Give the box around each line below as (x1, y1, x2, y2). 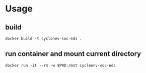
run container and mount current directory (5, 49, 141, 58)
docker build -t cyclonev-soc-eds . (5, 36, 82, 41)
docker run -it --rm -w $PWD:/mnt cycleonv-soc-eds (5, 63, 116, 68)
